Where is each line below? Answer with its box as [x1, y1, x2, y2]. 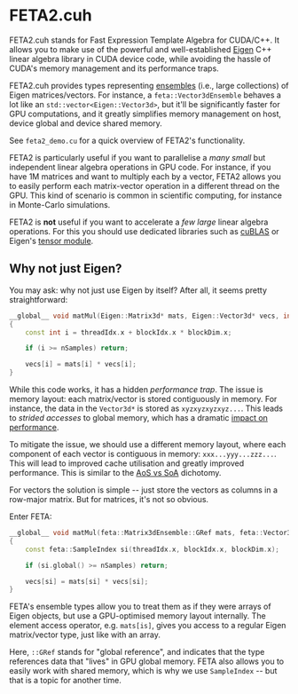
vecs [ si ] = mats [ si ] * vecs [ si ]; [25, 577, 149, 586]
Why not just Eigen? [9, 261, 122, 276]
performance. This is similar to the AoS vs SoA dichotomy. [9, 468, 222, 477]
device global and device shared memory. [9, 117, 162, 129]
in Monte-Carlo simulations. [9, 199, 111, 209]
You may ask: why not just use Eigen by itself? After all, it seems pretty [9, 285, 268, 296]
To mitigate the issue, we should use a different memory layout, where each [9, 439, 286, 449]
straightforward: [9, 294, 68, 304]
